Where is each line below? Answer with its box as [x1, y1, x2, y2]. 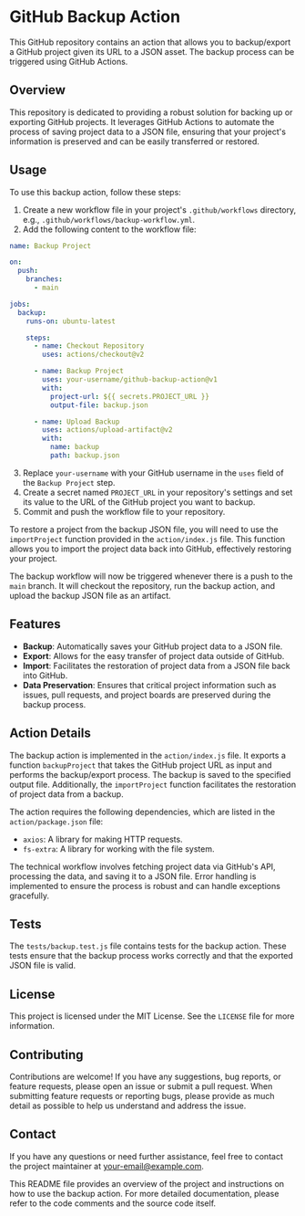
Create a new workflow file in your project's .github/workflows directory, [22, 204, 297, 215]
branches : [25, 275, 64, 284]
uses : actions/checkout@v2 [42, 350, 145, 360]
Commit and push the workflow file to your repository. [22, 506, 226, 517]
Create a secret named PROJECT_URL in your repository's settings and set [22, 487, 293, 498]
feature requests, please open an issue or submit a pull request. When [9, 1081, 273, 1092]
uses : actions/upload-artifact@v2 [42, 425, 173, 435]
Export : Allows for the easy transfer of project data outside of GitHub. [22, 650, 285, 661]
